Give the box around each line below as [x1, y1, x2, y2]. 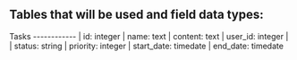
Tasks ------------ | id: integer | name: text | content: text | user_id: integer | [9, 30, 289, 41]
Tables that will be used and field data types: [9, 7, 264, 22]
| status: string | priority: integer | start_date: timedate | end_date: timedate [9, 40, 284, 51]
